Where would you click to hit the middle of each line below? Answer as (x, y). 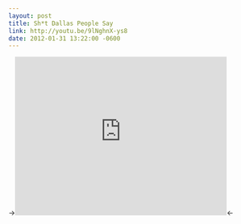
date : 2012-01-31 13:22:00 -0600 (64, 38)
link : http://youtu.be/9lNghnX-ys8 (68, 31)
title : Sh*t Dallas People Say (61, 23)
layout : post (30, 16)
